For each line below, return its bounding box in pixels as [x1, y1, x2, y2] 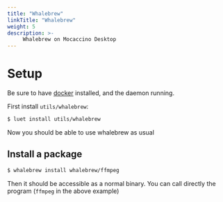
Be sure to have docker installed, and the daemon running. [7, 89, 175, 97]
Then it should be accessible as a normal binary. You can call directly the [7, 179, 217, 187]
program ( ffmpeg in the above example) [7, 187, 119, 195]
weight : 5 [7, 23, 36, 30]
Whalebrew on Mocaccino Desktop [22, 36, 117, 43]
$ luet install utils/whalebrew [7, 116, 101, 123]
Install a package [7, 149, 83, 160]
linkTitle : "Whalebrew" [7, 17, 76, 24]
